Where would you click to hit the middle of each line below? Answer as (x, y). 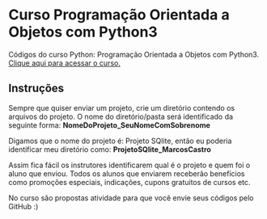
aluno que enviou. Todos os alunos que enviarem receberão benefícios (127, 173)
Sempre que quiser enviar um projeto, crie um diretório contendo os (122, 107)
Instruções (36, 88)
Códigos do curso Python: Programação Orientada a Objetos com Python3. (134, 54)
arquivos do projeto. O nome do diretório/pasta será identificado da (121, 116)
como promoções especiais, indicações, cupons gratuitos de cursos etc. (129, 182)
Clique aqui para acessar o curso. (65, 63)
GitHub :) (23, 206)
